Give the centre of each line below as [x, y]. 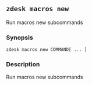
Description [23, 64]
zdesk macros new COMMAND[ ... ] [47, 50]
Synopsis [20, 38]
